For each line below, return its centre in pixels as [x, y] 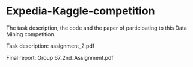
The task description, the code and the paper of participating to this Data [97, 28]
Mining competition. [31, 34]
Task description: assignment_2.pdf [51, 46]
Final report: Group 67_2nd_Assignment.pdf [60, 57]
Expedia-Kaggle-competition [81, 11]
